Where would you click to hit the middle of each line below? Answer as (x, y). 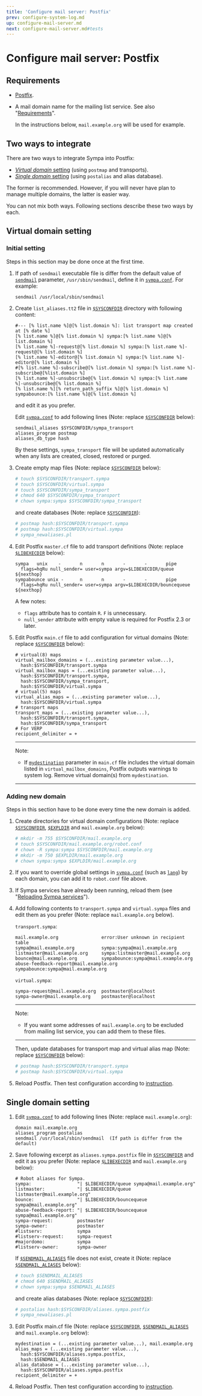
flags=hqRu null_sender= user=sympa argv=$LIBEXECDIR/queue (97, 569)
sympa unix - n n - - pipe (96, 563)
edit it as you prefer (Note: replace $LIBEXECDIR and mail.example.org (101, 1161)
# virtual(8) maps (38, 655)
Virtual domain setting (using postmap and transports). (81, 170)
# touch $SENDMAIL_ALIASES (49, 1276)
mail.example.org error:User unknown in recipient (100, 938)
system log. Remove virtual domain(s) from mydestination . (96, 775)
